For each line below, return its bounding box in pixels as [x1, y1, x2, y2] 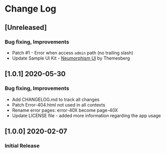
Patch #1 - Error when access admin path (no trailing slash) [12, 49, 134, 56]
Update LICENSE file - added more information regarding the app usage [12, 112, 161, 119]
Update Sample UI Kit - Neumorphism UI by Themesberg [12, 55, 130, 61]
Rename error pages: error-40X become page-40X [12, 107, 118, 113]
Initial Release [5, 142, 40, 149]
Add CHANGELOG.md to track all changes [12, 96, 100, 103]
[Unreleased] [5, 23, 47, 32]
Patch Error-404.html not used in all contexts [12, 101, 106, 108]
